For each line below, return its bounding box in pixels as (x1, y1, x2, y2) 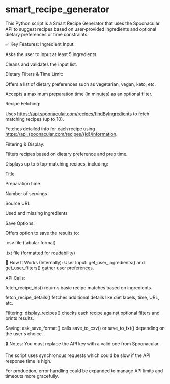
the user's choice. (5, 330, 43, 337)
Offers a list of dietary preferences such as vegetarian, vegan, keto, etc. (5, 80, 156, 87)
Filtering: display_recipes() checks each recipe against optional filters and (5, 310, 160, 316)
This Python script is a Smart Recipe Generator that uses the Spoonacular (5, 20, 160, 26)
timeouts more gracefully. (5, 373, 60, 379)
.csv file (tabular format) (5, 239, 56, 245)
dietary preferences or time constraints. (5, 31, 89, 37)
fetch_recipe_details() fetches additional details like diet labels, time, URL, (5, 294, 159, 300)
